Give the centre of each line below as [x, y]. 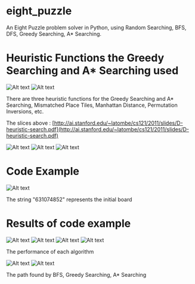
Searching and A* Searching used [92, 71]
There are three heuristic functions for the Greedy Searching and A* [90, 98]
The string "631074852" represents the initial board [69, 199]
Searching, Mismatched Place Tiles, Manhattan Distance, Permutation [92, 105]
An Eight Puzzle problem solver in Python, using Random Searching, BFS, [96, 27]
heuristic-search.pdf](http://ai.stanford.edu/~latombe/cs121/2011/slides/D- [98, 129]
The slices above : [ [30, 123]
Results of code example [69, 223]
